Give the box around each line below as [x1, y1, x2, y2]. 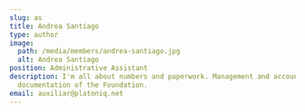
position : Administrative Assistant [9, 64, 148, 73]
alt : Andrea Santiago [17, 55, 100, 64]
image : [9, 38, 34, 48]
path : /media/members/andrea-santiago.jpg [17, 47, 181, 56]
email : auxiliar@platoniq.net [9, 89, 124, 98]
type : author [9, 30, 59, 39]
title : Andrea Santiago [9, 22, 100, 31]
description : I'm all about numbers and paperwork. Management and [9, 72, 271, 81]
